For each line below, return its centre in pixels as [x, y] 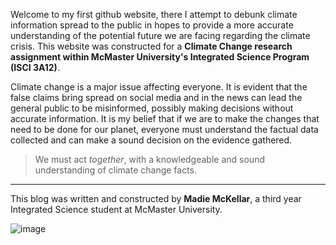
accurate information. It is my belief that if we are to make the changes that [165, 118]
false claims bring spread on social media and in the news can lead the [156, 97]
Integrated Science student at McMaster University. [116, 209]
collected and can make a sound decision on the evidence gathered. [151, 140]
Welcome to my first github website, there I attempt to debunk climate [154, 14]
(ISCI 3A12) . [35, 67]
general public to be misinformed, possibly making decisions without [152, 108]
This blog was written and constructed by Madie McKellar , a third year [156, 198]
